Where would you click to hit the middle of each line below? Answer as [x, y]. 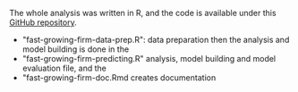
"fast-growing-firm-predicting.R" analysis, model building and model [149, 59]
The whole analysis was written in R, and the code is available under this [143, 13]
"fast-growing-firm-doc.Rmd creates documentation [119, 78]
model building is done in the [76, 49]
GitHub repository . [43, 22]
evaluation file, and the [64, 68]
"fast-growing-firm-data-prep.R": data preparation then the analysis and [156, 40]
